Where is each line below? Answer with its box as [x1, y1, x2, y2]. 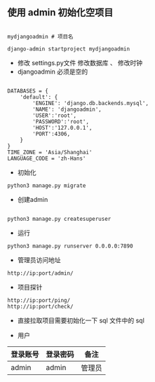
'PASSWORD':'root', [32, 118, 90, 125]
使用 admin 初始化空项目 [7, 6, 114, 19]
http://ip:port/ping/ [7, 296, 71, 303]
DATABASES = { [7, 87, 49, 95]
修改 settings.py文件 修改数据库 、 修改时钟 [17, 58, 143, 67]
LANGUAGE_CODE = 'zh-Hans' [7, 155, 86, 162]
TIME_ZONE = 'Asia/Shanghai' [7, 149, 93, 156]
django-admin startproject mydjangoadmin [7, 45, 130, 53]
